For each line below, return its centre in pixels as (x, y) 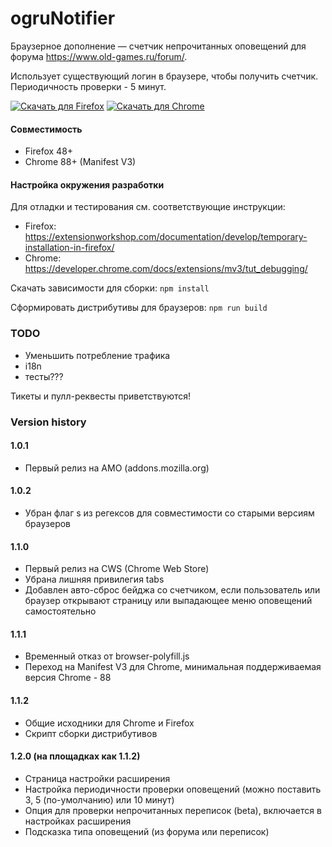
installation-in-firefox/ (69, 248)
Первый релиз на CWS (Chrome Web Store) (117, 569)
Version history (48, 422)
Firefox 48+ (49, 151)
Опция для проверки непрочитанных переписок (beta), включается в (173, 810)
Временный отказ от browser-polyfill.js (107, 656)
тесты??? (44, 376)
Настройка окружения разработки (87, 184)
